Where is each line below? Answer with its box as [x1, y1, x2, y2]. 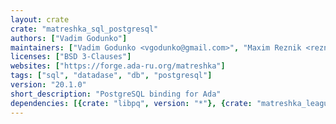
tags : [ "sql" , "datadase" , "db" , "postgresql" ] [10, 71, 213, 81]
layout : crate [10, 14, 70, 25]
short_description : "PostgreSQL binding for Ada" [10, 89, 222, 99]
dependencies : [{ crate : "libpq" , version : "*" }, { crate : [10, 98, 253, 108]
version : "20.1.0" [10, 80, 87, 90]
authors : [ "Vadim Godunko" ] [10, 33, 128, 43]
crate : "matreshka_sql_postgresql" [10, 24, 159, 34]
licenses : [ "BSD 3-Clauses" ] [10, 52, 132, 62]
